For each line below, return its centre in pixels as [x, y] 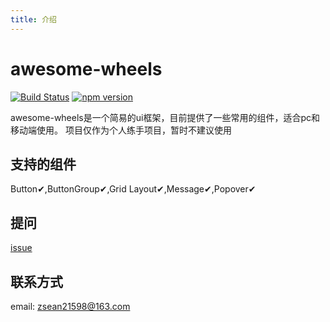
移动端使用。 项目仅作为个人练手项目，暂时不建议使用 [121, 130]
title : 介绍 [33, 19]
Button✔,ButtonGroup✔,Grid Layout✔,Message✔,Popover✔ [133, 189]
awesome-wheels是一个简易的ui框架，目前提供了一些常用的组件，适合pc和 [165, 117]
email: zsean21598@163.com [70, 306]
